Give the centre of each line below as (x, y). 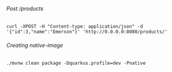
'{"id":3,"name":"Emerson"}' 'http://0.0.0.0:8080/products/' (87, 32)
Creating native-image (35, 45)
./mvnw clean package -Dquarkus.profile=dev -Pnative (76, 64)
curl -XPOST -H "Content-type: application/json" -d (75, 27)
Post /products (25, 8)
